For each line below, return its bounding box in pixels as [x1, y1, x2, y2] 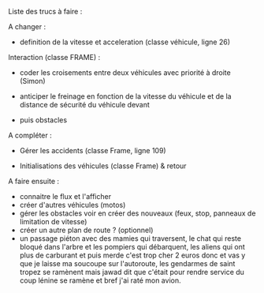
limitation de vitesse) [19, 217, 87, 226]
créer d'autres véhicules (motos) [19, 201, 126, 209]
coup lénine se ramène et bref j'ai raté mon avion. [19, 276, 181, 285]
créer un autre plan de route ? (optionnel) [19, 225, 154, 235]
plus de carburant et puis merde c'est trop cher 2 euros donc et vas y [19, 250, 246, 260]
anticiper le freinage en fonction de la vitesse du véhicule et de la [19, 92, 232, 101]
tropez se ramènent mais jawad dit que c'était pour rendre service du [19, 268, 244, 276]
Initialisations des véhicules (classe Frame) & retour [19, 161, 187, 171]
